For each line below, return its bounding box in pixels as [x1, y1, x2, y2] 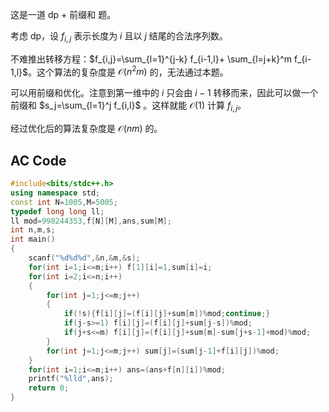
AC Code [10, 152, 67, 169]
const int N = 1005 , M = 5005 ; [10, 197, 118, 207]
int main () [10, 234, 56, 245]
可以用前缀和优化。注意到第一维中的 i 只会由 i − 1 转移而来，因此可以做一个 [10, 87, 319, 99]
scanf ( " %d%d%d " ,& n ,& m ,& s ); [28, 253, 141, 263]
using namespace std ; [10, 188, 101, 198]
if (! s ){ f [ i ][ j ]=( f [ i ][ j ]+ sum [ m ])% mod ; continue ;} [63, 309, 271, 319]
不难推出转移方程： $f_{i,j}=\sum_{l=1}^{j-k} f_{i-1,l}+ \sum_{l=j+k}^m [10, 53, 293, 65]
